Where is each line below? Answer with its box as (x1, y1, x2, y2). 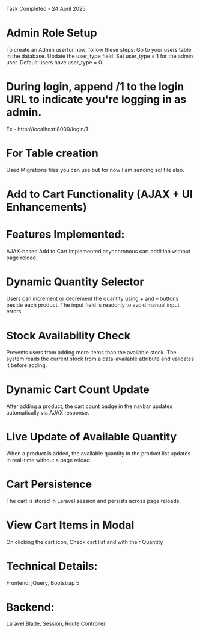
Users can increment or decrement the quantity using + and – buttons (6, 295, 179, 302)
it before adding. (6, 361, 47, 369)
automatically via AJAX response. (6, 409, 89, 416)
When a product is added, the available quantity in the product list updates (6, 449, 191, 457)
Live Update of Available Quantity (6, 430, 177, 443)
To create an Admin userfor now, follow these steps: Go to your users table (6, 46, 192, 53)
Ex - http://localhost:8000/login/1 (6, 125, 88, 132)
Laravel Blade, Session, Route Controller (6, 620, 106, 628)
